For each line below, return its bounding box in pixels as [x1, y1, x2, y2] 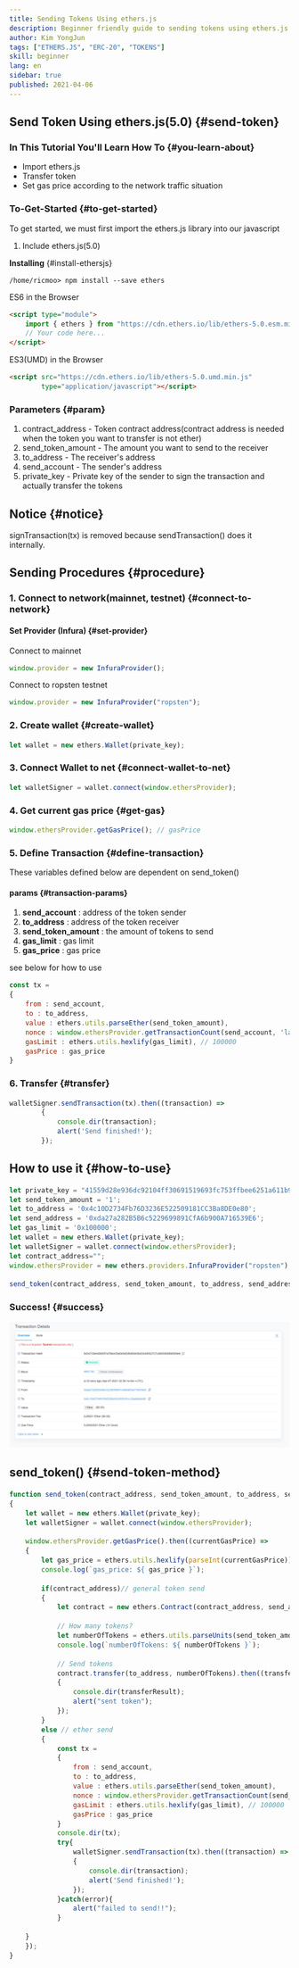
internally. [9, 540, 46, 551]
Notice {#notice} [9, 506, 104, 521]
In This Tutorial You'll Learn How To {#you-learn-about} [9, 141, 255, 154]
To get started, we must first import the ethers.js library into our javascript [9, 223, 280, 234]
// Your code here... [25, 328, 105, 338]
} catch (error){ [56, 1895, 114, 1904]
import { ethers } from [25, 320, 114, 328]
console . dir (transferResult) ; [72, 1688, 185, 1697]
